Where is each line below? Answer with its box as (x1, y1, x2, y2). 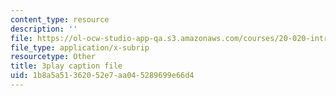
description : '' (10, 24, 78, 34)
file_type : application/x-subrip (10, 42, 150, 53)
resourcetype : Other (10, 52, 97, 62)
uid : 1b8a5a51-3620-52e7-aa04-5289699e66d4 (10, 71, 195, 81)
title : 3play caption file (10, 61, 123, 71)
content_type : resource (10, 14, 110, 25)
